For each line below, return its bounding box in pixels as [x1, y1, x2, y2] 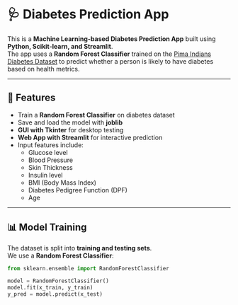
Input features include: [17, 140, 84, 149]
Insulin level [28, 171, 63, 179]
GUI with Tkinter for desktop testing [17, 125, 124, 134]
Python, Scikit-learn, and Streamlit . [7, 42, 113, 50]
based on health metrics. [7, 64, 80, 73]
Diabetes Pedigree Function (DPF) [28, 185, 127, 194]
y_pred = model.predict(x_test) [7, 291, 103, 298]
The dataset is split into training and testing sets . [7, 243, 152, 252]
